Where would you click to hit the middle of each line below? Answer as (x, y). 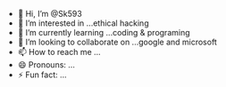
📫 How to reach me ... (59, 52)
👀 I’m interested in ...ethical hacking (83, 23)
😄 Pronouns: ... (46, 65)
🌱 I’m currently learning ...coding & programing (104, 32)
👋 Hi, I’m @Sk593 (50, 14)
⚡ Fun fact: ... (42, 75)
